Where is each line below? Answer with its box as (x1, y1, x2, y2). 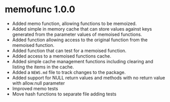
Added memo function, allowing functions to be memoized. (12, 20, 137, 27)
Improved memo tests (12, 85, 58, 91)
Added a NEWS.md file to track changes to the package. (12, 69, 126, 75)
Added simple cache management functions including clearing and (12, 58, 154, 64)
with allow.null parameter (12, 80, 65, 86)
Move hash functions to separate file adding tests (12, 91, 117, 97)
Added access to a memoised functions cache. (12, 53, 112, 59)
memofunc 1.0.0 (5, 4, 76, 15)
